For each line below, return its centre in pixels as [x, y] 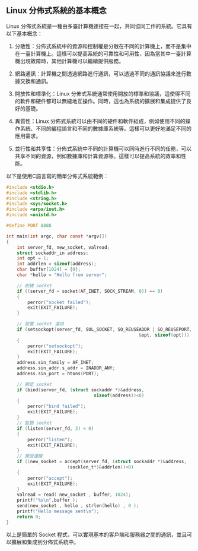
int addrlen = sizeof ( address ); [57, 264]
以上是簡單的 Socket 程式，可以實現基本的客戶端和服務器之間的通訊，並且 [97, 534]
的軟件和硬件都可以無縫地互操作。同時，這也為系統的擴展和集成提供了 [100, 101]
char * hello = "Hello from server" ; [62, 275]
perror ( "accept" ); [50, 478]
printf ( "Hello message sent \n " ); [58, 512]
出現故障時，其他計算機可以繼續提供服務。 [72, 61]
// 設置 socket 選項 [40, 324]
